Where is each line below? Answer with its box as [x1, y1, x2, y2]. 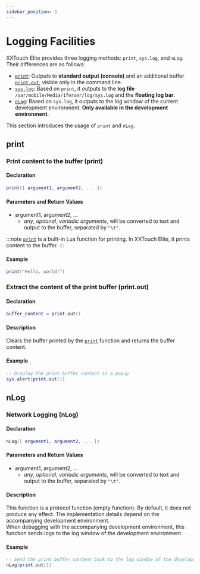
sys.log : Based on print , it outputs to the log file [14, 85, 135, 92]
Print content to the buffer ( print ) [6, 156, 103, 165]
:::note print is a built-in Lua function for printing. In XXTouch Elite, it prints [6, 235, 190, 243]
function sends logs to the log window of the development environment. [6, 530, 183, 537]
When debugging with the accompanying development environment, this [6, 523, 185, 530]
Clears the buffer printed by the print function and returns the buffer [6, 337, 176, 344]
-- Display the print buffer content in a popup [6, 370, 129, 376]
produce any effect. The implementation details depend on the [6, 511, 160, 518]
